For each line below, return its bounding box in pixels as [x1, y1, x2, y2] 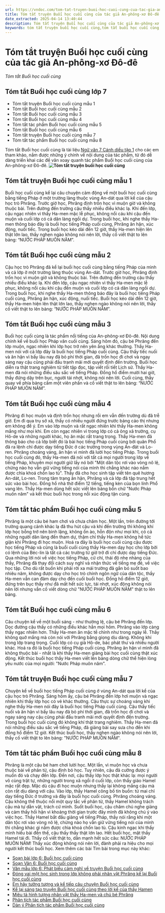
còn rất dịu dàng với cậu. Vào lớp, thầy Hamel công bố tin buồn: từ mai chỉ [5, 788, 155, 794]
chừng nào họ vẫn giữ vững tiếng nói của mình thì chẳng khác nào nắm [5, 465, 149, 471]
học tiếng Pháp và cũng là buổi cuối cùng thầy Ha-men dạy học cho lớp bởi [5, 544, 158, 550]
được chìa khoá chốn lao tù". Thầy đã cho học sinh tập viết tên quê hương [5, 470, 155, 476]
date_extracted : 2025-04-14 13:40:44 [5, 16, 82, 21]
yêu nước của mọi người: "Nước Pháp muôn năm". [5, 660, 106, 666]
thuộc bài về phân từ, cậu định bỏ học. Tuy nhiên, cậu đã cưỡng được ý [5, 767, 150, 773]
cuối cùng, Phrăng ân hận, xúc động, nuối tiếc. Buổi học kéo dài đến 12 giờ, [5, 295, 158, 301]
